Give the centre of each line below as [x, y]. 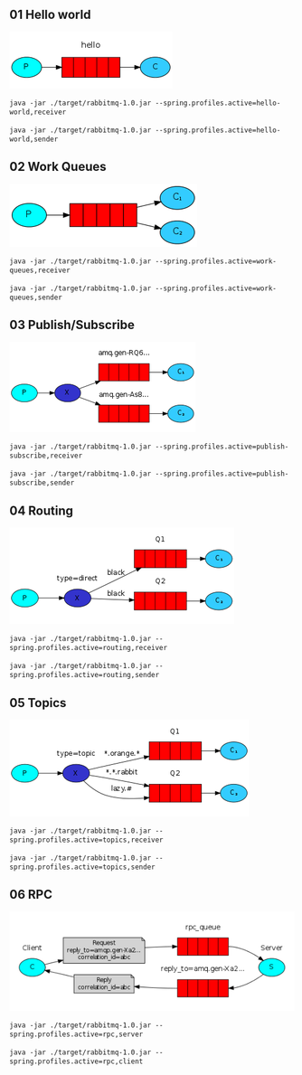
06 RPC [31, 895]
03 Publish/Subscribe [72, 325]
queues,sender [36, 297]
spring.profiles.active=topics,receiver [87, 840]
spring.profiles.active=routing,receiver [89, 648]
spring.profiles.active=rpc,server [76, 1034]
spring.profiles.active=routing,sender [85, 675]
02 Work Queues [58, 167]
